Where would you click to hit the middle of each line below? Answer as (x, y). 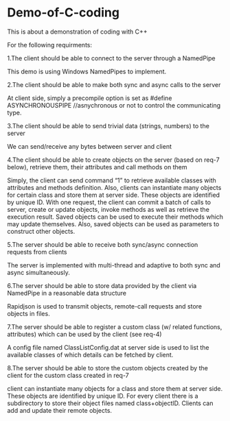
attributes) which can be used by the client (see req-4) (85, 334)
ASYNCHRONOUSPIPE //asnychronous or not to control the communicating (114, 105)
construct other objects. (41, 231)
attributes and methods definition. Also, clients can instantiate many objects (114, 187)
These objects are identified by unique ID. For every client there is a (103, 396)
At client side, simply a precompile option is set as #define (90, 98)
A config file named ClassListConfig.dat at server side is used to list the (108, 347)
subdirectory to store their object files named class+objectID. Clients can (110, 403)
